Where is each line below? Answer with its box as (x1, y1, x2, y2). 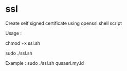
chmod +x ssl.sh (5, 40, 40, 46)
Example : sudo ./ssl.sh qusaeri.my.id (5, 60, 84, 66)
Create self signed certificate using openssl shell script (5, 20, 122, 26)
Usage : (5, 30, 22, 36)
